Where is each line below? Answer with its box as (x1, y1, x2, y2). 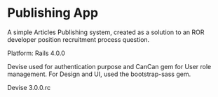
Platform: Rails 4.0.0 (7, 49, 65, 57)
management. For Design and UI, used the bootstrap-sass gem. (7, 70, 191, 78)
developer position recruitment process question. (7, 35, 150, 43)
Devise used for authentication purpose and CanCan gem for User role (7, 62, 212, 70)
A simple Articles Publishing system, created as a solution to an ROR (7, 28, 205, 36)
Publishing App (7, 5, 99, 21)
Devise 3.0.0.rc (7, 83, 51, 91)
